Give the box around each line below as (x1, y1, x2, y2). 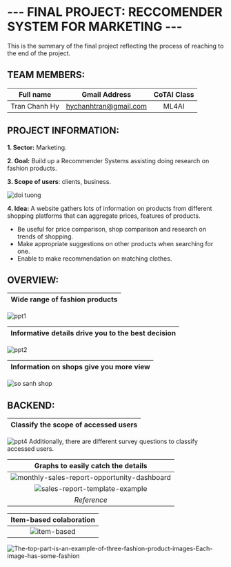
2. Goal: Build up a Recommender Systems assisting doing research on (7, 156, 210, 165)
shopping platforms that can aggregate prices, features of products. (7, 212, 201, 220)
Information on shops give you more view (10, 362, 150, 372)
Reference (74, 495, 108, 505)
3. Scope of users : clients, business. (7, 177, 112, 185)
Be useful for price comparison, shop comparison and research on (17, 225, 207, 233)
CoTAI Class (153, 89, 194, 99)
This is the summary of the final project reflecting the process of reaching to (7, 41, 224, 50)
